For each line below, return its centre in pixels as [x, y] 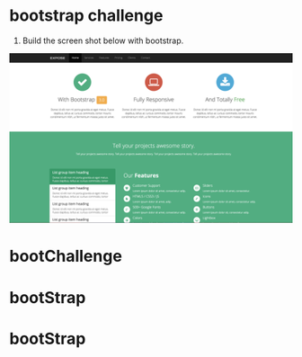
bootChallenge [66, 256]
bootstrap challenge [86, 16]
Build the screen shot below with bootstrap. [103, 40]
